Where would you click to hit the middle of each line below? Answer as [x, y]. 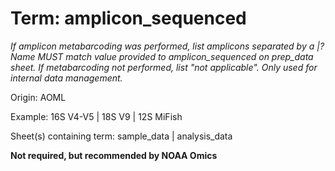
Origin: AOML [38, 97]
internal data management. [66, 78]
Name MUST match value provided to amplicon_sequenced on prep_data [162, 56]
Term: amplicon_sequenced [128, 18]
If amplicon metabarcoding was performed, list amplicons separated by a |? [167, 46]
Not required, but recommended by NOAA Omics [114, 155]
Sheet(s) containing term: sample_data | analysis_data [121, 136]
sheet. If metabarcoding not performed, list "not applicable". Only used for [164, 67]
